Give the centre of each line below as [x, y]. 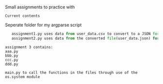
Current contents [23, 16]
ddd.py [12, 64]
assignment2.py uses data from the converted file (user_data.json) [81, 38]
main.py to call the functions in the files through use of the [71, 72]
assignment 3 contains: [29, 47]
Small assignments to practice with [40, 7]
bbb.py [12, 55]
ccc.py [12, 60]
